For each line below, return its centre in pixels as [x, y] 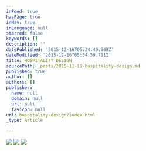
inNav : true [21, 22]
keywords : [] [22, 39]
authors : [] [21, 83]
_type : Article [25, 121]
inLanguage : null [27, 28]
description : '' [26, 44]
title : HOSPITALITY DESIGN [39, 60]
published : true [26, 71]
